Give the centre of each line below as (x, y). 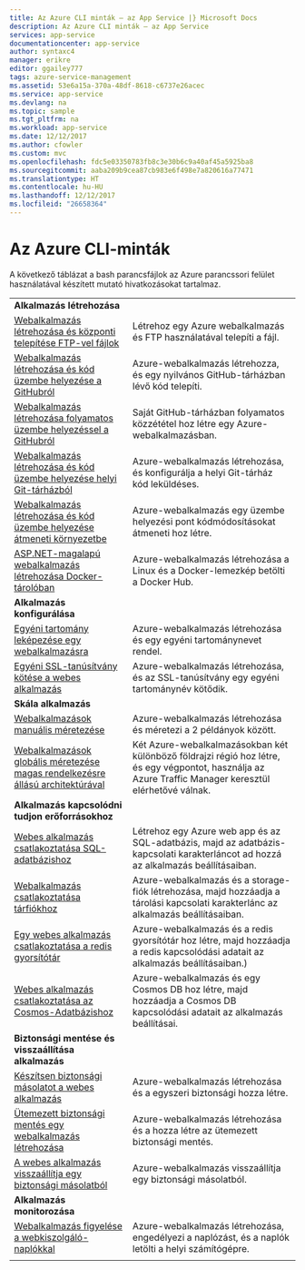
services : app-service (52, 35)
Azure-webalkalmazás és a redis (203, 929)
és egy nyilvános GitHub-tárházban (209, 374)
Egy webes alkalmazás (63, 934)
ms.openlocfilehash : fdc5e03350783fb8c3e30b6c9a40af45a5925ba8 (132, 162)
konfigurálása (44, 614)
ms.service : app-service (56, 94)
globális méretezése (57, 761)
